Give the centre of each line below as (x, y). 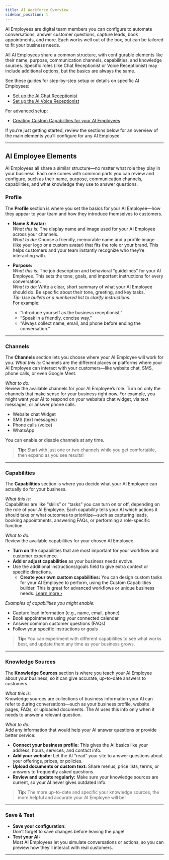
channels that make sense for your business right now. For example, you (80, 394)
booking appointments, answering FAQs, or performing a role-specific (78, 520)
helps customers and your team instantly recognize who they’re (78, 250)
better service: (20, 735)
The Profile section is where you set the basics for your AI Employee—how (83, 208)
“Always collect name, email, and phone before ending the (80, 323)
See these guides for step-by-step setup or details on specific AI (72, 81)
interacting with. (29, 255)
